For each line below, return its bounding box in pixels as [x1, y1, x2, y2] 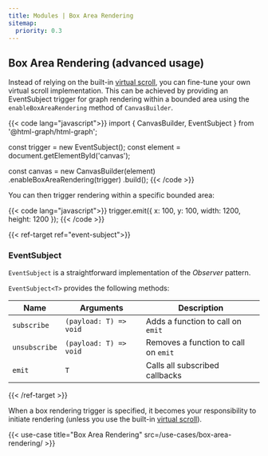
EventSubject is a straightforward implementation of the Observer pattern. [8, 268, 251, 278]
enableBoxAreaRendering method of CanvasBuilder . [8, 103, 174, 113]
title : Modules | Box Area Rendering [8, 11, 134, 20]
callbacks [146, 370, 182, 381]
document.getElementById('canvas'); [8, 151, 131, 161]
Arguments [79, 302, 124, 314]
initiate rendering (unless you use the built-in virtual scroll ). [8, 414, 202, 424]
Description [178, 302, 224, 314]
